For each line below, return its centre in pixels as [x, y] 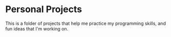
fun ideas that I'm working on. [37, 28]
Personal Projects [44, 9]
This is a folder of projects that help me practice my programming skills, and [86, 23]
